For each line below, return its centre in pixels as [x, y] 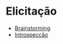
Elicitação [31, 11]
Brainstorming [32, 28]
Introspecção [31, 34]
